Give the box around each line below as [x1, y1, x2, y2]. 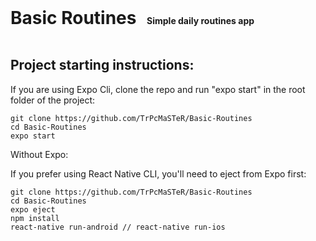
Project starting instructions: [10, 57, 195, 74]
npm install [10, 213, 60, 223]
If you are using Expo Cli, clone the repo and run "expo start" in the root [10, 83, 306, 95]
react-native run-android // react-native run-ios [10, 222, 226, 232]
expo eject [10, 204, 56, 215]
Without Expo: [10, 148, 69, 160]
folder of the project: [10, 94, 96, 106]
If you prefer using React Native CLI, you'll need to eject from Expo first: [10, 167, 307, 180]
